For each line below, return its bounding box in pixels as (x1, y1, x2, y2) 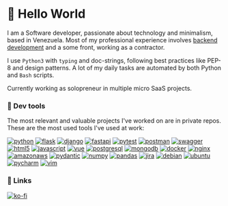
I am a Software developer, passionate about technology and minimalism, (7, 29, 213, 37)
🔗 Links (7, 176, 32, 186)
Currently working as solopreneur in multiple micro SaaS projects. (7, 84, 193, 92)
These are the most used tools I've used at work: (7, 124, 145, 132)
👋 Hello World (7, 6, 86, 22)
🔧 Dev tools (7, 101, 46, 111)
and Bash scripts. (7, 71, 55, 79)
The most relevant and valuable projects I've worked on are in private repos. (7, 117, 222, 125)
